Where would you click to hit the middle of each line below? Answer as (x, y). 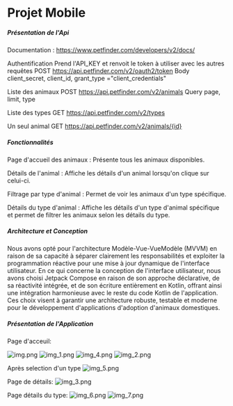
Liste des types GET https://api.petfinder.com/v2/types (86, 113)
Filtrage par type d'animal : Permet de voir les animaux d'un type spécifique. (117, 194)
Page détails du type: (38, 396)
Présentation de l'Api (38, 32)
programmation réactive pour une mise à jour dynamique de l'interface (109, 263)
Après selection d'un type (44, 368)
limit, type (22, 100)
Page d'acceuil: (30, 341)
